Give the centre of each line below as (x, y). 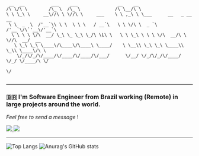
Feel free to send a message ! (42, 117)
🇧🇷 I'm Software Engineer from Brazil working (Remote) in (92, 97)
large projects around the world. (53, 104)
